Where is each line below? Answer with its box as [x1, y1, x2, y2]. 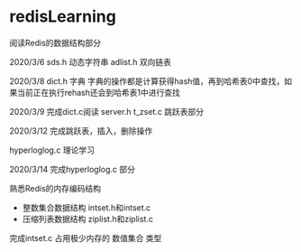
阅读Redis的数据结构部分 [9, 37, 102, 48]
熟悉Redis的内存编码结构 [9, 182, 102, 193]
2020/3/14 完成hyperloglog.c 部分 [9, 163, 136, 174]
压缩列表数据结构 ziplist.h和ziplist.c [22, 213, 153, 224]
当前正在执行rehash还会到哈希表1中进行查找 [16, 87, 180, 98]
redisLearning [9, 6, 117, 27]
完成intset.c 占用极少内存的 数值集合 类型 [9, 232, 162, 243]
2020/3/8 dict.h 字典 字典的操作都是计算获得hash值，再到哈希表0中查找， [9, 75, 285, 87]
